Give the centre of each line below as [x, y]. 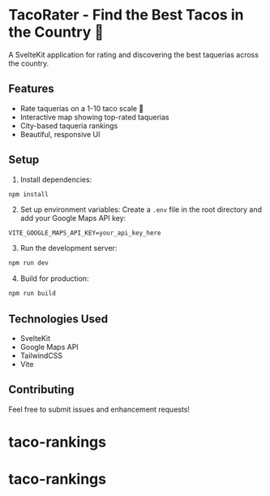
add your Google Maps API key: [73, 218]
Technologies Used [58, 319]
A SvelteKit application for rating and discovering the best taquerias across [134, 54]
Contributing [41, 390]
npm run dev [28, 263]
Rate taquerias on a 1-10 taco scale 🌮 [82, 108]
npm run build [32, 294]
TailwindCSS [41, 356]
